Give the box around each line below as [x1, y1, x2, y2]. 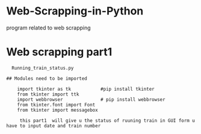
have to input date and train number [6, 123, 101, 129]
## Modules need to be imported [6, 75, 87, 82]
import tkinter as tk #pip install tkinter [17, 86, 155, 92]
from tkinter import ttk [17, 91, 79, 97]
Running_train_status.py [11, 65, 74, 71]
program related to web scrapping [6, 24, 91, 31]
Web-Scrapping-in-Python [6, 4, 144, 18]
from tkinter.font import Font [17, 102, 96, 108]
